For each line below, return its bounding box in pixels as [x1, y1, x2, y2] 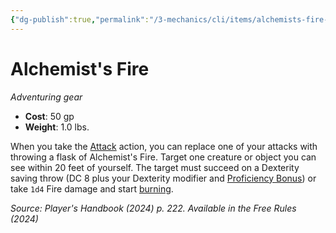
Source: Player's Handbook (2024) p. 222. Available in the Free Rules [10, 202, 297, 214]
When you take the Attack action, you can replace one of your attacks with [10, 140, 318, 152]
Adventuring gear [10, 91, 83, 103]
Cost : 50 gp [24, 110, 75, 122]
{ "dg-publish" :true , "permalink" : [10, 14, 150, 25]
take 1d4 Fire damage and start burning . [10, 182, 174, 195]
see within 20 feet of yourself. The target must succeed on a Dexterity [10, 161, 300, 173]
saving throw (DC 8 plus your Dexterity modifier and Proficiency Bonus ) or [10, 172, 317, 184]
